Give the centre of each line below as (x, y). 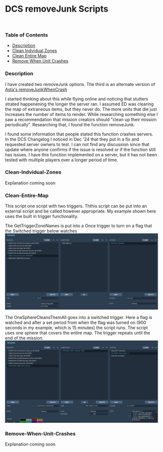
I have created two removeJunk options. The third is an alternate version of (80, 84)
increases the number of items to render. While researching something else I (81, 114)
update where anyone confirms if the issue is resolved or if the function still (81, 150)
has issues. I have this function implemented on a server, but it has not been (81, 154)
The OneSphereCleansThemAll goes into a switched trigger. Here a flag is (79, 318)
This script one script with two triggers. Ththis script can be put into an (76, 206)
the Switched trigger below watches (41, 231)
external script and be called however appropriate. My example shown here (81, 211)
